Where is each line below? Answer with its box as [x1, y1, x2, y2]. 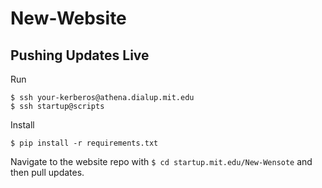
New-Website [10, 7, 127, 30]
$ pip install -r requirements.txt [10, 138, 159, 148]
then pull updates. [10, 167, 85, 178]
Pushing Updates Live [10, 47, 150, 64]
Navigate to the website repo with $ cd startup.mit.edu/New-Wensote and [10, 156, 313, 167]
